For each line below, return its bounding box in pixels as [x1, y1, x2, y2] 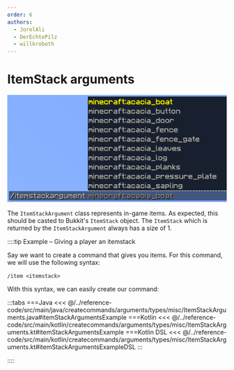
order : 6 [7, 11, 33, 18]
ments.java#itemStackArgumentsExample [7, 313, 127, 321]
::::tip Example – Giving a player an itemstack [7, 237, 136, 245]
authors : [7, 18, 33, 26]
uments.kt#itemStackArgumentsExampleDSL [7, 342, 136, 351]
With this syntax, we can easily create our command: [7, 284, 159, 293]
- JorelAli [13, 26, 45, 33]
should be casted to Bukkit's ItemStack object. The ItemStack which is [7, 216, 208, 224]
